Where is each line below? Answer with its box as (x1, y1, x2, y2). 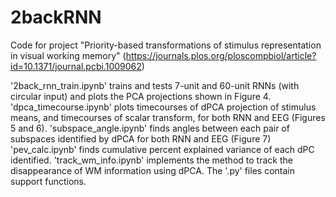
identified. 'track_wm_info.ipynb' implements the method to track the (10, 154, 293, 166)
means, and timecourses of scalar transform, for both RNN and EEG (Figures (10, 111, 326, 123)
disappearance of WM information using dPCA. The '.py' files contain (10, 164, 295, 176)
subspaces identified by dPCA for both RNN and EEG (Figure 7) (10, 132, 272, 145)
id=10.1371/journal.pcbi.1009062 (10, 60, 142, 72)
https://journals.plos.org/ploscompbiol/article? (125, 49, 317, 61)
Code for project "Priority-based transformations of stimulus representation (10, 39, 322, 51)
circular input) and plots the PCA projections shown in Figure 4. (10, 90, 272, 102)
